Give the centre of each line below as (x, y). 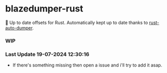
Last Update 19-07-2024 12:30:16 (47, 54)
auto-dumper (19, 27)
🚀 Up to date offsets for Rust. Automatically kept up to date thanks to (77, 22)
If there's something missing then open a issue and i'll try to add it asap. (87, 65)
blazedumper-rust (44, 9)
